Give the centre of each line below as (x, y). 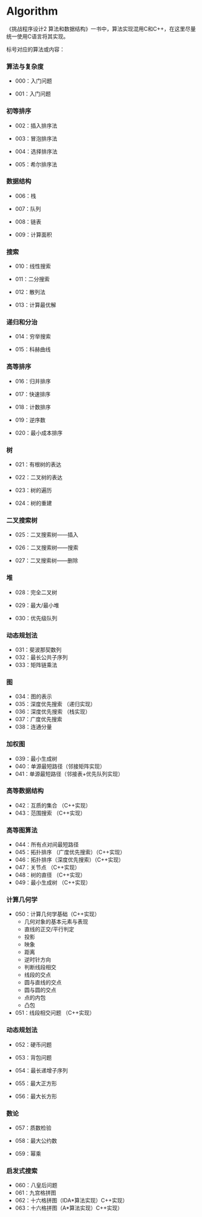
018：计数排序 (33, 407)
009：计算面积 (34, 235)
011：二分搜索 (32, 279)
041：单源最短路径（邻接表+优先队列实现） (69, 773)
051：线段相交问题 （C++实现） (55, 1013)
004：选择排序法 (36, 151)
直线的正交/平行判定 (49, 929)
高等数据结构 (25, 791)
